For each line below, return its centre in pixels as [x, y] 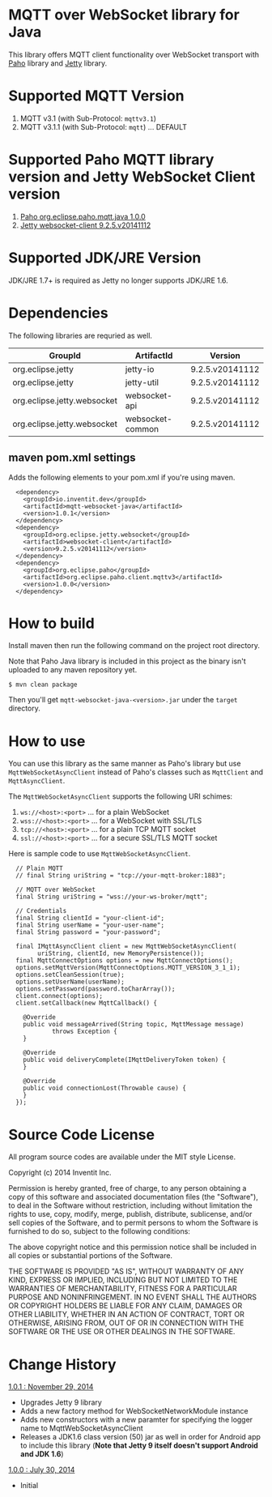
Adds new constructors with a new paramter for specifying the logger [136, 1420]
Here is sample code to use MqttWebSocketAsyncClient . [100, 854]
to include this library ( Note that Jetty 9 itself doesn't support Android [139, 1446]
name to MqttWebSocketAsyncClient [81, 1428]
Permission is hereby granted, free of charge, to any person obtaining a [127, 1188]
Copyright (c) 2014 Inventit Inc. [60, 1173]
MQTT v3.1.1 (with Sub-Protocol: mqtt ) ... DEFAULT [104, 126]
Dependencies [58, 313]
